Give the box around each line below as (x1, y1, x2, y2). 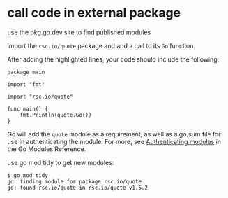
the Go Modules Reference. (7, 145, 86, 153)
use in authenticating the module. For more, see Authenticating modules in (7, 137, 222, 146)
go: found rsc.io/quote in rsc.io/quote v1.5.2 (7, 184, 149, 191)
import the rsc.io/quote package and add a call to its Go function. (7, 41, 195, 50)
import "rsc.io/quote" (7, 93, 73, 100)
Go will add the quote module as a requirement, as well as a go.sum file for (7, 129, 221, 138)
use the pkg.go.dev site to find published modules (7, 28, 151, 36)
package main (7, 69, 45, 76)
